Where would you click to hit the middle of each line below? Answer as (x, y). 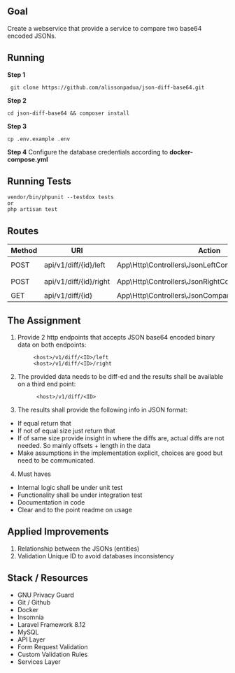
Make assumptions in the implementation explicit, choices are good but (120, 453)
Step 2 (17, 100)
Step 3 (17, 126)
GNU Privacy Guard (46, 595)
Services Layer (39, 661)
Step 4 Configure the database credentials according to (88, 152)
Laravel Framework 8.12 (51, 624)
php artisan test (33, 210)
